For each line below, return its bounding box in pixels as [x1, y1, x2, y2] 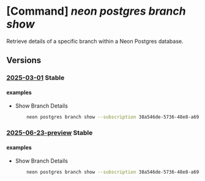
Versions [6, 55, 42, 65]
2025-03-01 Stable [6, 73, 65, 82]
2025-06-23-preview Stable [6, 128, 93, 137]
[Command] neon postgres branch [6, 4, 186, 18]
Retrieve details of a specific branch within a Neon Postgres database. [6, 37, 184, 45]
